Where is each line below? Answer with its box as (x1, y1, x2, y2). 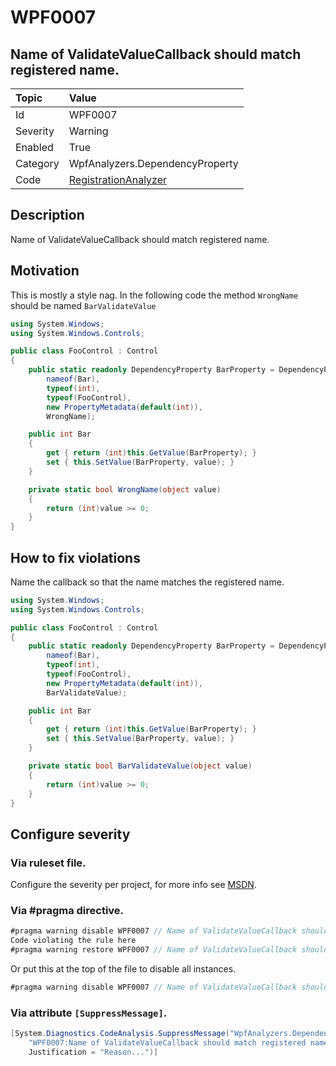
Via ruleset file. (10, 856, 87, 870)
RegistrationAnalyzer (68, 173, 168, 186)
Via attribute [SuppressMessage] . (10, 1006, 168, 1020)
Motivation (10, 262, 80, 280)
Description (10, 207, 85, 224)
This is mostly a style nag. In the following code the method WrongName (10, 289, 299, 301)
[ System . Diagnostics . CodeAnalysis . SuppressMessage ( (10, 1029, 230, 1039)
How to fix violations (10, 549, 141, 566)
